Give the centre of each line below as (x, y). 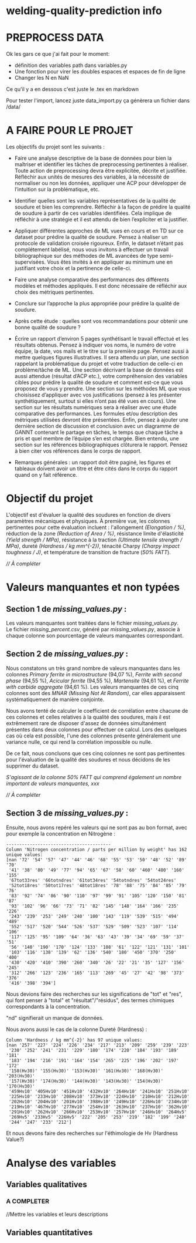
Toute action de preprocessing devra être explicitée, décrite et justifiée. (101, 171)
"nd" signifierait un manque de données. (55, 1018)
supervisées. (30, 262)
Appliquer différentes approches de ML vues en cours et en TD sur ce (99, 231)
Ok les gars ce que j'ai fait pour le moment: (58, 54)
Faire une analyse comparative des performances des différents (92, 279)
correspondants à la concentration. (48, 1006)
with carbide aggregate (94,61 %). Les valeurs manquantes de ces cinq (92, 687)
